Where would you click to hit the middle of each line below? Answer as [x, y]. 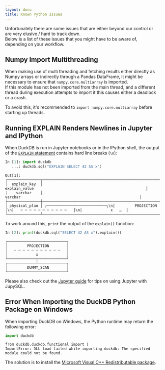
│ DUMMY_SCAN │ [37, 267]
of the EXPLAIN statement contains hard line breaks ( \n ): [61, 153]
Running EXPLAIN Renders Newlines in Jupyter [79, 128]
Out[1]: [13, 175]
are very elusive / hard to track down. [43, 34]
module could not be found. [34, 353]
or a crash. [16, 98]
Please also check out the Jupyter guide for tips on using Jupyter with [76, 281]
